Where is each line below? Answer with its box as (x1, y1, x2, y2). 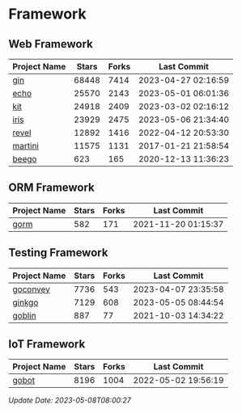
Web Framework (8, 37, 93, 51)
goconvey (12, 284, 51, 295)
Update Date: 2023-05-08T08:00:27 (8, 395, 132, 405)
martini (12, 141, 39, 151)
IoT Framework (8, 337, 86, 352)
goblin (12, 310, 36, 321)
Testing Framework (8, 246, 108, 259)
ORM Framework (8, 181, 95, 195)
